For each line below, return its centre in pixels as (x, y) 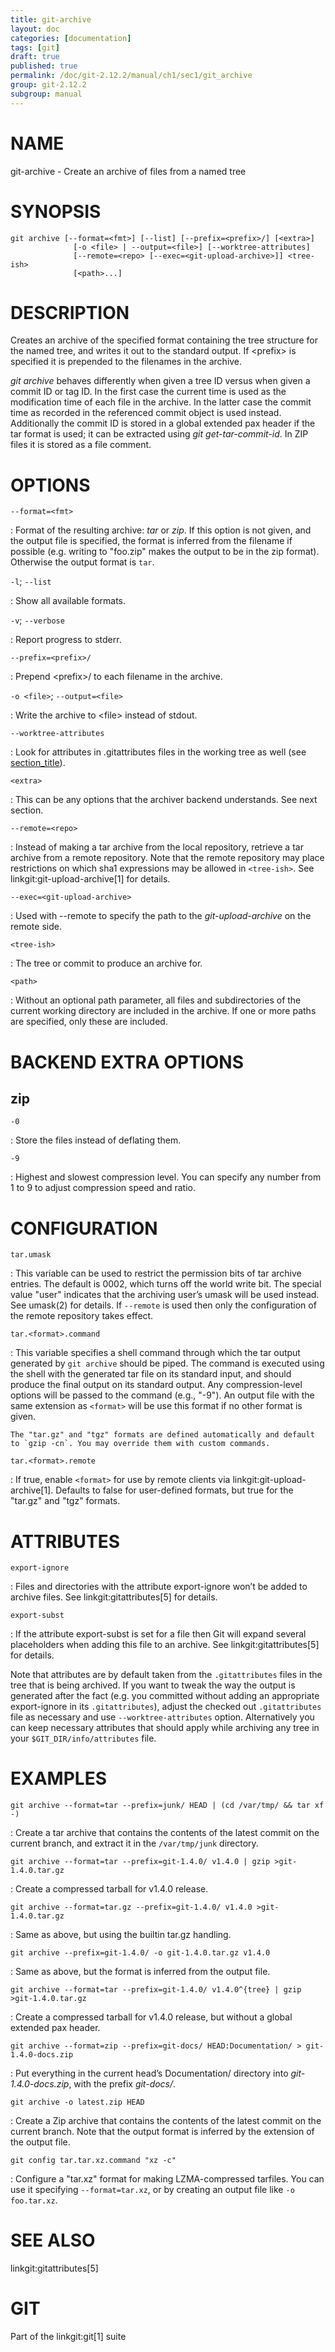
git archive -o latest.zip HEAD (77, 2102)
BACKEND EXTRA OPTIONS (127, 1062)
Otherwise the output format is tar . (82, 562)
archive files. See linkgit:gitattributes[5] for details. (114, 1597)
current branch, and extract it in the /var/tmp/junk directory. (134, 1843)
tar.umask (31, 1255)
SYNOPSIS (56, 211)
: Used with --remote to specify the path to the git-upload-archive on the (161, 916)
